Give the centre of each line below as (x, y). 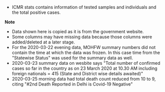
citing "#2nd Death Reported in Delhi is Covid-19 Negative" (72, 84)
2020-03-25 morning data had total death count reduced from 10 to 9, (84, 79)
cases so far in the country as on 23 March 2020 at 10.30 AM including (84, 68)
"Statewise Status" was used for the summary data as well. (72, 58)
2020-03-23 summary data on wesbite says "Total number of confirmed (86, 63)
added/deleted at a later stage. (43, 42)
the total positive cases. (36, 12)
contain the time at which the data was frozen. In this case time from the (86, 52)
